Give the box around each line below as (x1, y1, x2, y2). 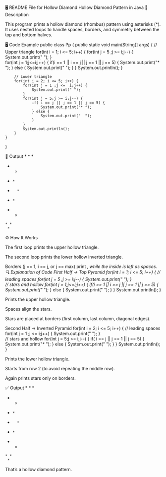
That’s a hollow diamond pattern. (5, 467, 72, 472)
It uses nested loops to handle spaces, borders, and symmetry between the (5, 27, 160, 32)
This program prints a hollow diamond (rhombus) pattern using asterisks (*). (5, 21, 161, 27)
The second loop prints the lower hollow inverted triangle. (5, 254, 123, 260)
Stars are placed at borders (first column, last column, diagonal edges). (5, 316, 151, 322)
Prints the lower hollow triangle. (5, 356, 70, 362)
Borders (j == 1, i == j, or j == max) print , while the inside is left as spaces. (5, 264, 158, 270)
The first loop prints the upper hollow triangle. (5, 244, 99, 250)
